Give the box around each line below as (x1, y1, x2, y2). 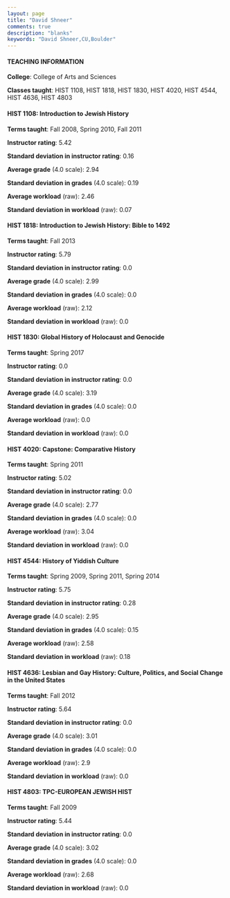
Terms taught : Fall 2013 (7, 236, 76, 245)
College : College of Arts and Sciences (7, 73, 116, 81)
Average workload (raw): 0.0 (7, 415, 91, 423)
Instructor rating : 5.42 (7, 138, 72, 146)
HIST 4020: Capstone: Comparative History (7, 445, 136, 453)
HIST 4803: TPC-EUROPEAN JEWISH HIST (7, 788, 133, 796)
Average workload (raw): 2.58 (7, 639, 94, 648)
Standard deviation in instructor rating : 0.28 (7, 599, 136, 607)
